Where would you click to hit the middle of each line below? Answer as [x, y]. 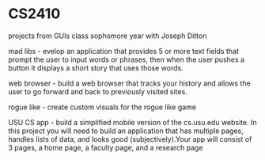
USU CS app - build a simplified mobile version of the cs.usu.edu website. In [132, 122]
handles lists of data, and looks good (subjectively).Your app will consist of [130, 139]
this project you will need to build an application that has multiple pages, [126, 131]
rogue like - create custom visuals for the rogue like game [102, 107]
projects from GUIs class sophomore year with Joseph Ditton [108, 36]
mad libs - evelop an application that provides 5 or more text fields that [124, 51]
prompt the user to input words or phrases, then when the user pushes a [127, 59]
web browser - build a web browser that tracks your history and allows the [129, 83]
